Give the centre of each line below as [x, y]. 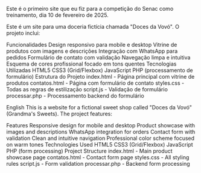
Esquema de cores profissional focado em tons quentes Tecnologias [91, 64]
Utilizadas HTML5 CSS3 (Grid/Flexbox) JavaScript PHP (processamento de [100, 70]
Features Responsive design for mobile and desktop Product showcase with [101, 125]
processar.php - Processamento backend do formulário [75, 96]
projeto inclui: [23, 33]
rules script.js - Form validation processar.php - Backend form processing [98, 164]
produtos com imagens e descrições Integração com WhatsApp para [92, 51]
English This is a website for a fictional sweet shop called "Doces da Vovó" [99, 107]
